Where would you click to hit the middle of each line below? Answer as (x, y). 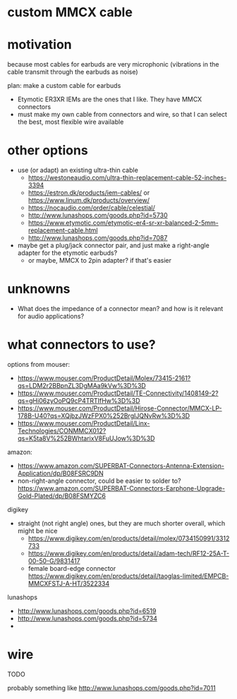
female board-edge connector (72, 568)
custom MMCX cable (70, 12)
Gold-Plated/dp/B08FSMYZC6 (61, 496)
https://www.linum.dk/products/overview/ (89, 200)
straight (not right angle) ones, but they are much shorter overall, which (121, 523)
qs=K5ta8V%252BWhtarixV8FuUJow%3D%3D (86, 438)
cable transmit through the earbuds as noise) (73, 72)
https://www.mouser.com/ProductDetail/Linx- (84, 423)
